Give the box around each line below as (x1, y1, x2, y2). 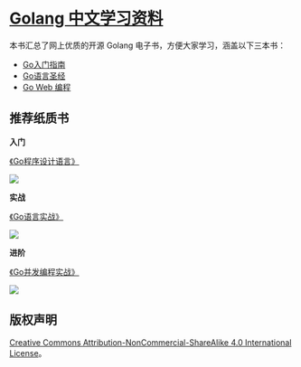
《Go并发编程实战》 (9, 266, 80, 277)
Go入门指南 (22, 59, 66, 70)
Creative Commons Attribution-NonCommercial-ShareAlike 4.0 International (9, 336, 292, 348)
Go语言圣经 (22, 70, 66, 81)
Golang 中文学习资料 (9, 8, 164, 29)
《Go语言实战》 (9, 211, 64, 221)
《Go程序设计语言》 (9, 155, 80, 166)
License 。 (9, 347, 47, 358)
